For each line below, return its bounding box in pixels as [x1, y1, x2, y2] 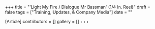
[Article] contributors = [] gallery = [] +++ [5, 19, 90, 24]
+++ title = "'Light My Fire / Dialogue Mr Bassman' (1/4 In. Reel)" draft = [5, 4, 151, 10]
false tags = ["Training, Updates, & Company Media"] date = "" [5, 9, 133, 15]
